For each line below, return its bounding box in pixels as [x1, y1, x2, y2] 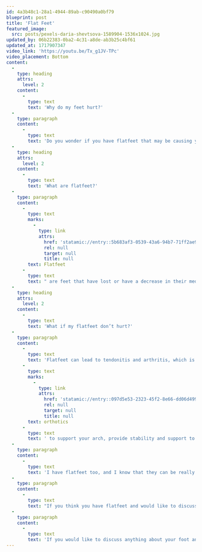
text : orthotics [28, 419, 69, 425]
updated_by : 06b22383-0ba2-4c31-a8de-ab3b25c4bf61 [6, 37, 136, 43]
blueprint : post [6, 14, 47, 21]
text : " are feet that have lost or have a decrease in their [28, 278, 187, 284]
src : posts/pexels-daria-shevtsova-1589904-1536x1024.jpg [11, 31, 161, 37]
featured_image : [6, 25, 47, 32]
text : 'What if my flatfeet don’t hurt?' [28, 323, 133, 329]
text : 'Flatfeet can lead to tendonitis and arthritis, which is [28, 357, 195, 363]
